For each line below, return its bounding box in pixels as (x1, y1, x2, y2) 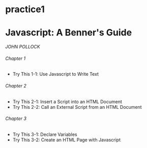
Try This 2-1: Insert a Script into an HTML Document (12, 98, 122, 105)
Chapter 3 (5, 115, 27, 122)
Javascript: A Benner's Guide (5, 27, 132, 39)
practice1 (5, 4, 45, 15)
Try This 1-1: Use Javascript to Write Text (12, 71, 99, 77)
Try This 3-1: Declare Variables (12, 131, 77, 137)
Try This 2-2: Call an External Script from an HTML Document (12, 104, 142, 110)
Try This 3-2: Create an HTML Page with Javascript (12, 136, 121, 143)
